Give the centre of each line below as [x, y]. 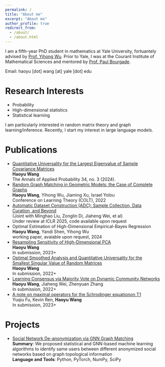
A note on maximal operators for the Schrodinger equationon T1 [77, 294]
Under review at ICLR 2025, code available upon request [69, 221]
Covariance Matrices [33, 168]
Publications [31, 150]
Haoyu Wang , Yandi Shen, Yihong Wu [51, 232]
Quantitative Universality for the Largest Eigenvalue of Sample [75, 164]
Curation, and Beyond [34, 210]
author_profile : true [27, 23]
